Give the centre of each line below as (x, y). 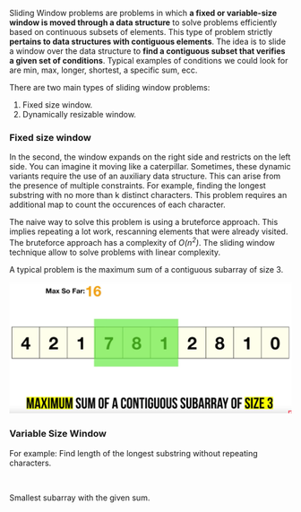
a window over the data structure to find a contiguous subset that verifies (147, 51)
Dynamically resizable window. (79, 114)
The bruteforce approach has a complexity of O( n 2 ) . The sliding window (142, 242)
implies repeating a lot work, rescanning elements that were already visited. (149, 231)
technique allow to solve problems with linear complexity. (115, 252)
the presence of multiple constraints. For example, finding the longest (138, 186)
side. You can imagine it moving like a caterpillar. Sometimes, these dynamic (150, 167)
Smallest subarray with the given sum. (80, 498)
